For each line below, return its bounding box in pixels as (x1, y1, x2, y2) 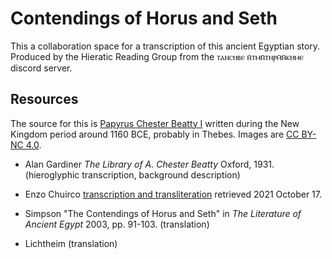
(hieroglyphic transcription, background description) (24, 168, 241, 181)
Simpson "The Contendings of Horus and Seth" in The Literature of (24, 207, 302, 219)
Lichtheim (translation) (24, 237, 118, 249)
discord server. (10, 62, 73, 74)
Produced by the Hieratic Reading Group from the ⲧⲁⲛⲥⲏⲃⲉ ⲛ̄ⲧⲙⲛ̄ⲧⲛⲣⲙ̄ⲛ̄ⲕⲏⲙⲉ (10, 50, 304, 62)
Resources (10, 91, 79, 108)
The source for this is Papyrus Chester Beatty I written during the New (10, 117, 300, 129)
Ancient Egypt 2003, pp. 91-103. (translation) (24, 218, 210, 230)
